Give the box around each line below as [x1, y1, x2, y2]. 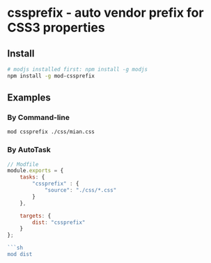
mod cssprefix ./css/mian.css [7, 128, 95, 135]
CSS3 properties [7, 20, 106, 36]
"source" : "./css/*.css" [44, 187, 117, 194]
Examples [7, 92, 51, 104]
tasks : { [19, 174, 45, 181]
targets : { [19, 212, 52, 219]
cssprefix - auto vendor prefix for [7, 5, 204, 21]
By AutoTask [7, 145, 51, 155]
